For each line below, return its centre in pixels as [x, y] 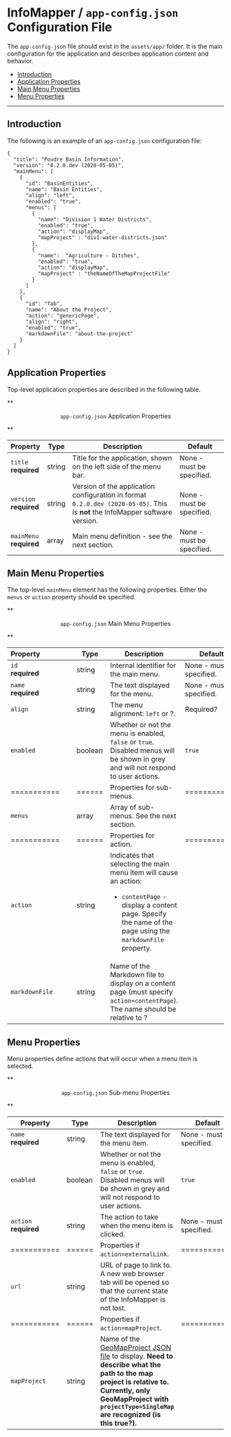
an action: [126, 881]
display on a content [143, 983]
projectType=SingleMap [137, 1407]
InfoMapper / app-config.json [93, 13]
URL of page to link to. [136, 1265]
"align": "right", [52, 322]
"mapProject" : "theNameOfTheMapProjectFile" [104, 274]
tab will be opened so [135, 1282]
